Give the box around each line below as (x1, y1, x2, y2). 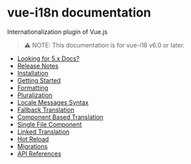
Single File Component (17, 120, 82, 128)
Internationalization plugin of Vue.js (7, 28, 108, 36)
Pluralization (17, 91, 53, 99)
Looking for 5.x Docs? (17, 54, 80, 63)
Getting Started (17, 76, 61, 84)
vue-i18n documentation (7, 5, 152, 21)
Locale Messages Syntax (17, 98, 89, 106)
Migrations (17, 142, 48, 150)
